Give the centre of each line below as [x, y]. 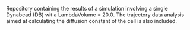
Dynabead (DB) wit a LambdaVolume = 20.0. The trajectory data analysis [95, 15]
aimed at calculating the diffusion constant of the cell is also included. [91, 21]
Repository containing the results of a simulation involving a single [87, 9]
